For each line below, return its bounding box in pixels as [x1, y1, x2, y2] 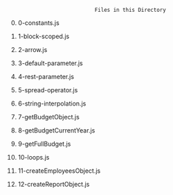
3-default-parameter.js [17, 59, 84, 67]
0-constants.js [17, 19, 60, 27]
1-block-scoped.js [17, 32, 70, 40]
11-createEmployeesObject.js [17, 167, 101, 175]
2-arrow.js [17, 46, 48, 53]
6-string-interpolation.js [17, 99, 86, 108]
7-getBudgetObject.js [17, 113, 80, 121]
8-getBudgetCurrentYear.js [17, 126, 95, 135]
